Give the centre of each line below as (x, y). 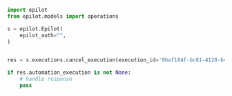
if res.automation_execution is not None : (69, 73)
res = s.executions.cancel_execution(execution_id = (83, 60)
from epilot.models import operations (63, 16)
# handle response (46, 79)
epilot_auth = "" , (43, 35)
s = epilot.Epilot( (35, 29)
